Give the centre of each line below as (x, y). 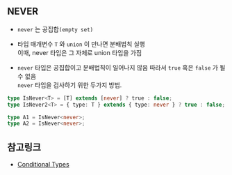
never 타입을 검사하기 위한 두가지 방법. (69, 85)
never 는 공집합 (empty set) (55, 29)
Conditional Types (43, 165)
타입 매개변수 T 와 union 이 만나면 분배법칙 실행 (81, 44)
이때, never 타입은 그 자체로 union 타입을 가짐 (80, 52)
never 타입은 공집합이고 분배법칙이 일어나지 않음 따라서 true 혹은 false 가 (118, 67)
